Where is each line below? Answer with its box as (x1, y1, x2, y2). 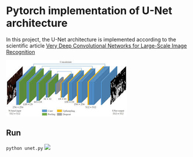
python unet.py (6, 145, 44, 151)
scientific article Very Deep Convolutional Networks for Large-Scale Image (6, 42, 187, 49)
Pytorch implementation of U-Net (6, 4, 172, 18)
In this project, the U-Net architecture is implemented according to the (6, 36, 177, 43)
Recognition (6, 48, 35, 55)
